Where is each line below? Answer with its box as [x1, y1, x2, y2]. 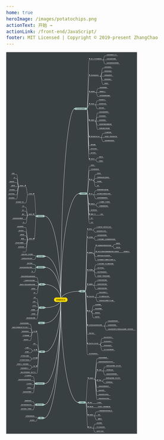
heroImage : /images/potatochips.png [6, 16, 97, 22]
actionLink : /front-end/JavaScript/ [6, 29, 97, 35]
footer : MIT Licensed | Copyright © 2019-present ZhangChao [6, 35, 159, 41]
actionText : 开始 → [6, 22, 53, 28]
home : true [6, 10, 33, 16]
